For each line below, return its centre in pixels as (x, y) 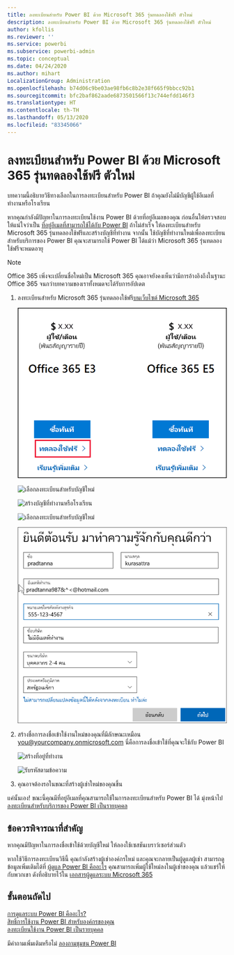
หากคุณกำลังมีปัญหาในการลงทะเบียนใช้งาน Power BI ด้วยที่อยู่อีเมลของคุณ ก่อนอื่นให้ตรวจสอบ (117, 217)
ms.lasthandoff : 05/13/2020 (48, 118)
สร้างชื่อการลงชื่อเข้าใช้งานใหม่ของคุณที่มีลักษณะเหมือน (79, 734)
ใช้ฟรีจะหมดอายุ (25, 248)
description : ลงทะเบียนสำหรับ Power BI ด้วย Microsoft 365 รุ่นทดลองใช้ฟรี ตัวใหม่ (109, 22)
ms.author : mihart (34, 73)
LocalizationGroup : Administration (59, 81)
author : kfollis (31, 29)
